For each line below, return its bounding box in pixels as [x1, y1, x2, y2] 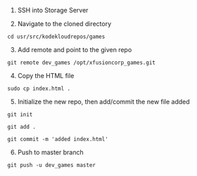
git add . [7, 123, 37, 130]
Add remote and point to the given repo [17, 46, 132, 54]
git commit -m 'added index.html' [7, 136, 109, 143]
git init [7, 111, 33, 118]
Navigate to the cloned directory [17, 20, 112, 27]
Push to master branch [17, 148, 84, 156]
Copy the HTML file [17, 72, 75, 80]
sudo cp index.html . [7, 85, 71, 92]
